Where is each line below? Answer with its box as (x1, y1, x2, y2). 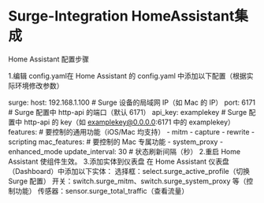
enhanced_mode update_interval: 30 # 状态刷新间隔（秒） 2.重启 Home (8, 146, 241, 156)
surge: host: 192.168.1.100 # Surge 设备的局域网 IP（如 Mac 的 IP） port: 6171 (8, 98, 256, 107)
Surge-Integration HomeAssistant (8, 7, 235, 25)
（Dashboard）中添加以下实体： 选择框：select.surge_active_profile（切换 (8, 166, 251, 175)
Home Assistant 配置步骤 (8, 54, 89, 64)
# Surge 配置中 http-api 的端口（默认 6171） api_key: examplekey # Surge (8, 107, 247, 116)
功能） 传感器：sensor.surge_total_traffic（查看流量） (14, 186, 189, 195)
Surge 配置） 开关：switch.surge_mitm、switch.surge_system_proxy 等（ (8, 176, 247, 186)
